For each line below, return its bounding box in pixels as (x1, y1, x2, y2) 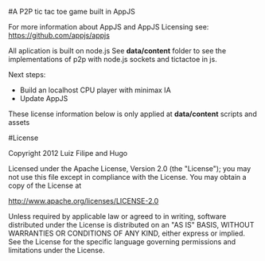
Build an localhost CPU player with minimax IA (19, 85, 171, 95)
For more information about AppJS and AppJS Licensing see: (8, 22, 209, 31)
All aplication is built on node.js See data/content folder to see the (8, 46, 227, 55)
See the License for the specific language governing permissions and (8, 237, 236, 246)
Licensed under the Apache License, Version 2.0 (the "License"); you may (8, 164, 251, 173)
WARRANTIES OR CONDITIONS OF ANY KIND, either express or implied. (8, 228, 245, 238)
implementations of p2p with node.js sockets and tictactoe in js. (8, 55, 217, 64)
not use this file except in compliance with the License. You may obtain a (8, 173, 247, 181)
